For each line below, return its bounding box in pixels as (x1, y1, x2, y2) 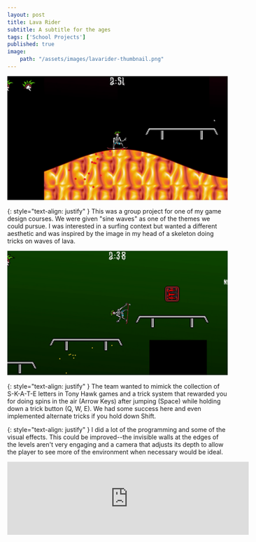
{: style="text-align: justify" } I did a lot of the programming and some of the (7, 425, 226, 433)
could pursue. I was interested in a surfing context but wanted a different (7, 222, 218, 230)
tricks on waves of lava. (7, 237, 76, 245)
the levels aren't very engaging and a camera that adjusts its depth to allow (7, 440, 224, 448)
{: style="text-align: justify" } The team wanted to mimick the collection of (7, 382, 220, 390)
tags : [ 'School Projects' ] (7, 34, 86, 41)
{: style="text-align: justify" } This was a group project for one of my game (7, 207, 222, 216)
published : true (7, 41, 55, 48)
